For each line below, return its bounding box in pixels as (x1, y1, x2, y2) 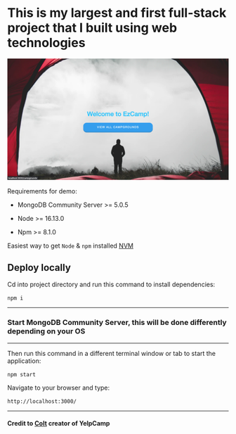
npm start (7, 371, 37, 378)
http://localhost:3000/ (7, 397, 77, 405)
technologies (7, 35, 86, 51)
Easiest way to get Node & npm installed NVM (7, 241, 133, 250)
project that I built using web (7, 20, 178, 36)
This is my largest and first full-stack (7, 5, 227, 21)
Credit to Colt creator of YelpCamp (7, 419, 110, 428)
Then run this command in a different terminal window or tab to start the (7, 349, 216, 357)
